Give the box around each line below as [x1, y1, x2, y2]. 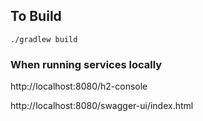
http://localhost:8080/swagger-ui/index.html [10, 100, 194, 112]
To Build [10, 8, 62, 25]
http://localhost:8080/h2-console [10, 80, 148, 93]
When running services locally [10, 57, 163, 71]
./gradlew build [10, 34, 78, 44]
